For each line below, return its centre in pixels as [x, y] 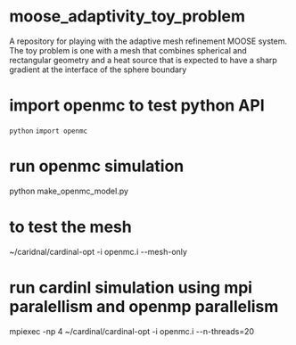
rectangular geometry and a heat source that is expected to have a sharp [144, 60]
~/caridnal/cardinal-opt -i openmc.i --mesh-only [98, 251]
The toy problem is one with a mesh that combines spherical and [128, 50]
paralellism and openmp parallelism [144, 306]
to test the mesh [70, 227]
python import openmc [48, 131]
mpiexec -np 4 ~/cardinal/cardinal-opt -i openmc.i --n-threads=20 [132, 331]
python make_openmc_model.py [69, 191]
